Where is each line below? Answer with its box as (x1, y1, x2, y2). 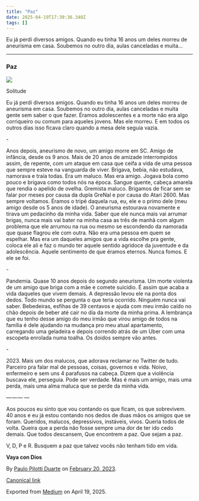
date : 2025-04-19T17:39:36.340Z (6, 14, 86, 20)
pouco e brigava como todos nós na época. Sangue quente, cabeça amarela (6, 179, 193, 186)
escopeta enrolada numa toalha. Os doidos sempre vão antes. (6, 334, 158, 341)
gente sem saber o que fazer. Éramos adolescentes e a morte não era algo (6, 111, 188, 119)
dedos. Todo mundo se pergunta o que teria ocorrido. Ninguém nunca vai (6, 296, 186, 303)
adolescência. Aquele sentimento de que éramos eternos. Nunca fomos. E (6, 248, 188, 255)
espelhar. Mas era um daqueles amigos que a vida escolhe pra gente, (6, 235, 176, 242)
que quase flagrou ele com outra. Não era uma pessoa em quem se (6, 229, 171, 236)
